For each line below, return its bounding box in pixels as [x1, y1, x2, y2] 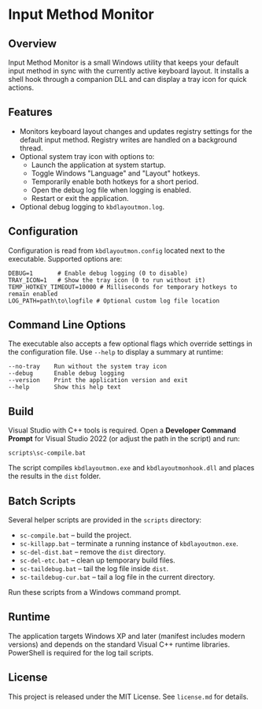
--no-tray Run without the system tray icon [8, 362, 168, 371]
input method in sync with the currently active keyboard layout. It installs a [8, 66, 249, 76]
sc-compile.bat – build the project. [19, 530, 132, 540]
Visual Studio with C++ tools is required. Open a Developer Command [8, 425, 237, 435]
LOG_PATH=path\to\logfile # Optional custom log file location [8, 297, 220, 305]
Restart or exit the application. [31, 193, 129, 202]
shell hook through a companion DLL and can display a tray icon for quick [8, 75, 247, 84]
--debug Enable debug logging [8, 369, 125, 377]
